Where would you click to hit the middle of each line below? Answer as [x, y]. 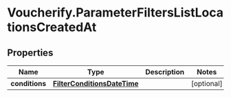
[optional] [207, 84]
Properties [30, 53]
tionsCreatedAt [52, 27]
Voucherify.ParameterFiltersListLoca [115, 13]
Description [165, 72]
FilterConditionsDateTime [96, 84]
